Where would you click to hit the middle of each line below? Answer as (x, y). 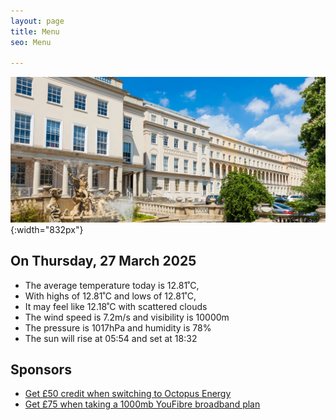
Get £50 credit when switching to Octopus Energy (128, 394)
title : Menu (35, 31)
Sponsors (41, 369)
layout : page (37, 21)
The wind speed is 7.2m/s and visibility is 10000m (127, 317)
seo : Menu (31, 42)
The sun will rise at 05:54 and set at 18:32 (111, 338)
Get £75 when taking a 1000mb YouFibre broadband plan (142, 404)
